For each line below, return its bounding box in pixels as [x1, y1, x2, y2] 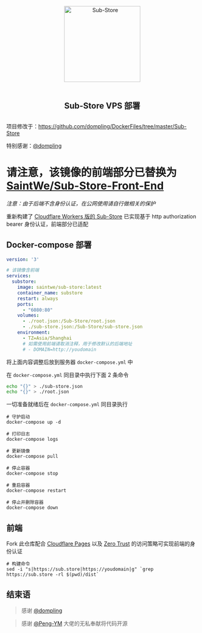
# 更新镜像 [6, 448, 30, 454]
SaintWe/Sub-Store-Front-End [6, 179, 164, 193]
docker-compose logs [6, 437, 59, 443]
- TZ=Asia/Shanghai [22, 335, 72, 341]
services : [6, 273, 32, 279]
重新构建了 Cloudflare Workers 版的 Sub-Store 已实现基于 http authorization [6, 212, 197, 220]
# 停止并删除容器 [6, 499, 44, 506]
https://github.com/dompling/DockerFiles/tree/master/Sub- [38, 122, 187, 130]
